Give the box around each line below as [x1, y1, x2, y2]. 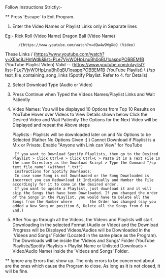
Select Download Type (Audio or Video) [12, 82, 93, 88]
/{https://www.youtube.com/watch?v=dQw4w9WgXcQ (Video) [18, 43, 135, 47]
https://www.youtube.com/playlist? [73, 62, 145, 67]
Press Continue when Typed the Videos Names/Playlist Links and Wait [12, 92, 155, 97]
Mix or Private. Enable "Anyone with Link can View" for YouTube [12, 142, 142, 148]
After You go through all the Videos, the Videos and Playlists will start [12, 217, 153, 222]
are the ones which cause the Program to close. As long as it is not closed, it [5, 263, 160, 269]
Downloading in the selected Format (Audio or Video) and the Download [12, 222, 159, 228]
